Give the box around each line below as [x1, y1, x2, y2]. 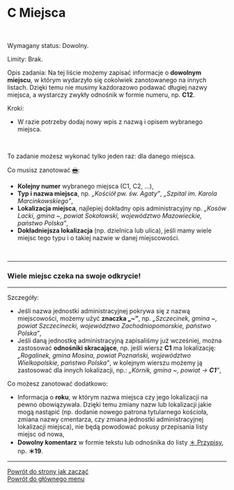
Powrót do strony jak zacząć [7, 468, 89, 476]
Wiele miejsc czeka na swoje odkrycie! [7, 271, 141, 280]
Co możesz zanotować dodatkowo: [7, 379, 108, 388]
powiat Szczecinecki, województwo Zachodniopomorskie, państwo [17, 322, 211, 330]
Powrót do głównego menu [7, 475, 85, 483]
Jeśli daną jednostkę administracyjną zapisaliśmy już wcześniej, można [17, 336, 222, 345]
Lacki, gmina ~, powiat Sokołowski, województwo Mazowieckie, [17, 211, 203, 220]
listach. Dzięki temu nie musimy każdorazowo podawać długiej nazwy [7, 83, 208, 91]
